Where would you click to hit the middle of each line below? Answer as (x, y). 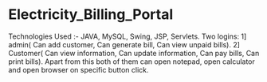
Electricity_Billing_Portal (91, 15)
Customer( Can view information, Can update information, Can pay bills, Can (134, 53)
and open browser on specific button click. (79, 69)
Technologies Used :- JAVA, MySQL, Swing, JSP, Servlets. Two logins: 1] (128, 36)
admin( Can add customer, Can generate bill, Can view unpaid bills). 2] (124, 44)
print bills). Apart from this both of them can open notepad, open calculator (132, 61)
